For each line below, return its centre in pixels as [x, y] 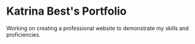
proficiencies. [23, 34]
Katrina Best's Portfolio [66, 11]
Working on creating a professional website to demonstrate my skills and [97, 28]
